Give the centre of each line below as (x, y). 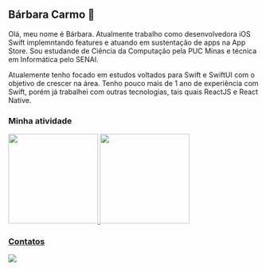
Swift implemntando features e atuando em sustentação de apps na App (127, 42)
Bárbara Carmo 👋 (52, 15)
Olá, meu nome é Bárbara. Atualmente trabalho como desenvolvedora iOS (129, 33)
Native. (20, 100)
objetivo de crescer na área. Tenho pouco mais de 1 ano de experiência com (133, 83)
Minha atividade (40, 120)
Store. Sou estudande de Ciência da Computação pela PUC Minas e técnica (133, 51)
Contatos (27, 242)
